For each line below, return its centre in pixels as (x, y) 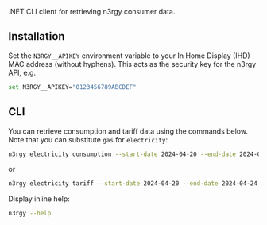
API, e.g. (22, 72)
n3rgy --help (30, 214)
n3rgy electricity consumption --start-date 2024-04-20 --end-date (122, 154)
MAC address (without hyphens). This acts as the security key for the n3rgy (132, 64)
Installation (37, 36)
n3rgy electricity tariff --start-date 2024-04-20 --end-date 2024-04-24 (133, 184)
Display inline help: (39, 199)
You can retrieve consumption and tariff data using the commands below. (128, 131)
